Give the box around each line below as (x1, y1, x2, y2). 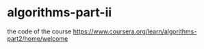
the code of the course (7, 27, 72, 35)
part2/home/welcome (7, 34, 68, 42)
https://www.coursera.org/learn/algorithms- (73, 27, 197, 35)
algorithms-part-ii (7, 5, 112, 20)
